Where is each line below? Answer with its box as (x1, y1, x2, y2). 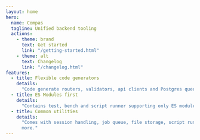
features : (5, 70, 30, 76)
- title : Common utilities (11, 108, 78, 114)
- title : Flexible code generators (11, 75, 100, 81)
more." (21, 125, 38, 131)
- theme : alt (16, 53, 49, 59)
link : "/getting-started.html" (21, 48, 100, 54)
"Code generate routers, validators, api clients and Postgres (21, 86, 183, 92)
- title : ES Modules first (11, 92, 78, 98)
